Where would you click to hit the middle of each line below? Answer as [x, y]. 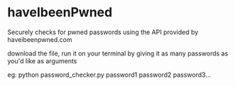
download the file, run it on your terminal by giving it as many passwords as [118, 53]
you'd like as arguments [42, 60]
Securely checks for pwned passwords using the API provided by [103, 32]
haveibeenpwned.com [40, 39]
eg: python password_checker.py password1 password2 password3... [109, 75]
